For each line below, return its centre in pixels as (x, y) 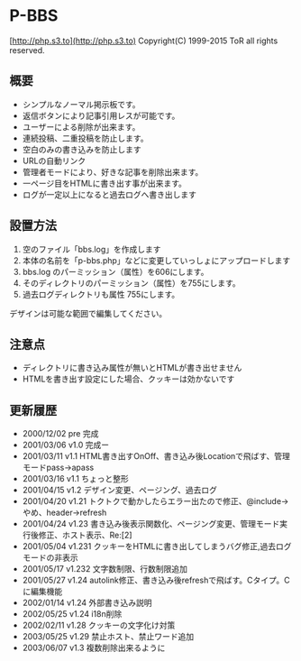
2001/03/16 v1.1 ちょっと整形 (75, 479)
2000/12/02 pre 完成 (60, 434)
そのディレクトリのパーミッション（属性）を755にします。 (131, 283)
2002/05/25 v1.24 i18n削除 (72, 614)
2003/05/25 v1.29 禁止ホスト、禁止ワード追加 (108, 637)
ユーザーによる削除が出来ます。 (81, 126)
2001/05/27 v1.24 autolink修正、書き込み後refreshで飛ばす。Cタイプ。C (156, 580)
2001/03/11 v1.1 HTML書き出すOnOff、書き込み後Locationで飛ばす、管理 (156, 456)
